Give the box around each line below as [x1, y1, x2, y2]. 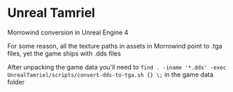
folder [7, 77, 25, 86]
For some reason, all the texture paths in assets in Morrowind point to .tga [7, 41, 223, 50]
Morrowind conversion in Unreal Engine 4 [7, 28, 129, 37]
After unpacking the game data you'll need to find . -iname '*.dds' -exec [7, 63, 227, 71]
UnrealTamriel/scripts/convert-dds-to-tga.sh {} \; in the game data [7, 70, 214, 79]
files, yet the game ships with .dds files [7, 49, 122, 58]
